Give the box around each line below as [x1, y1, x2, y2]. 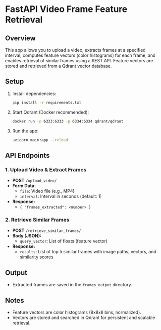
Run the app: [12, 128, 39, 134]
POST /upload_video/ [12, 178, 57, 184]
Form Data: [12, 183, 36, 189]
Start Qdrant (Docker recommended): [12, 109, 89, 115]
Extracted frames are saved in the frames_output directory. [12, 282, 132, 288]
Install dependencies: [12, 91, 56, 97]
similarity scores [19, 254, 54, 260]
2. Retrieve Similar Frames [5, 217, 70, 223]
